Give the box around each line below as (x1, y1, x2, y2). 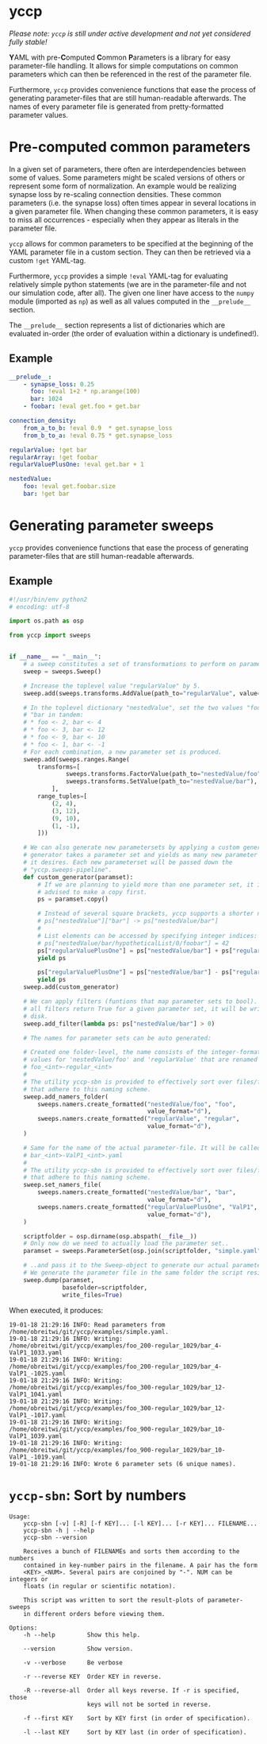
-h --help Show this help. (23, 1630, 141, 1639)
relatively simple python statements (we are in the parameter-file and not (9, 279, 247, 289)
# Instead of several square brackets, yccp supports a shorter (37, 909, 254, 918)
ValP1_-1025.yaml (9, 1370, 67, 1378)
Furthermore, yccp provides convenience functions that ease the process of (9, 84, 256, 94)
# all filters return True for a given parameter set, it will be (23, 1005, 247, 1013)
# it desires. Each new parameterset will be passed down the (23, 858, 233, 866)
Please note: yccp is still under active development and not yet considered (9, 29, 251, 38)
